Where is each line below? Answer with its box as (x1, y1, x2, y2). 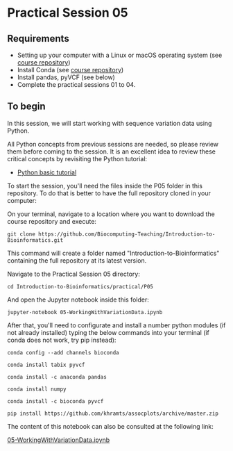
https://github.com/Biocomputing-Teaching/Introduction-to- (37, 231, 216, 238)
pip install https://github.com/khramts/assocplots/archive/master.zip (7, 410, 218, 417)
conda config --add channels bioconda (7, 349, 119, 356)
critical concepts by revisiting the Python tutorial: (7, 154, 148, 163)
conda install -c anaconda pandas (7, 373, 107, 380)
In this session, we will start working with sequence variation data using (7, 119, 212, 127)
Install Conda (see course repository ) (17, 66, 124, 74)
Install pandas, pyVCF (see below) (17, 73, 116, 81)
